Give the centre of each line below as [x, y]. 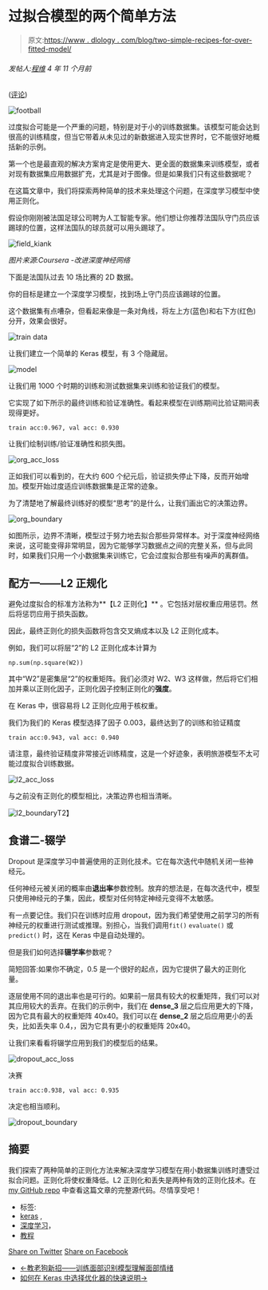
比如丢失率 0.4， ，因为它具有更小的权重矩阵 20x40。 [108, 1026]
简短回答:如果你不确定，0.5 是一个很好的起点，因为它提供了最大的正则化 [127, 969]
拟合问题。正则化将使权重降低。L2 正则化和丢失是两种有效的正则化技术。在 [132, 1180]
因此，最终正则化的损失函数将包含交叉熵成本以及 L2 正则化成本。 [116, 631]
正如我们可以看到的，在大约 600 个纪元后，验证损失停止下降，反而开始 [125, 477]
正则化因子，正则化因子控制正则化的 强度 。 [106, 688]
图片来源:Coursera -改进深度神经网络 [69, 260]
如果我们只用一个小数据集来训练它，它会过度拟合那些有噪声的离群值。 [137, 556]
